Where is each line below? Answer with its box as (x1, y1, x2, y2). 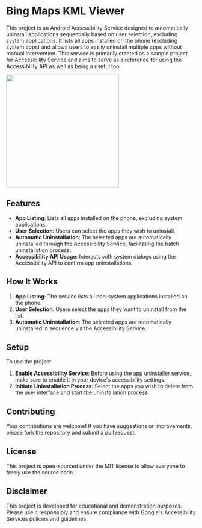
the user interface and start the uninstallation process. (14, 389, 150, 396)
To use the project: (6, 358, 53, 365)
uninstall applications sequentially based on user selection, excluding (6, 30, 178, 37)
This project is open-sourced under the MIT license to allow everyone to (6, 462, 185, 470)
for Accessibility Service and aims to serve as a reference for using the (6, 56, 182, 63)
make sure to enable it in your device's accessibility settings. (14, 376, 166, 383)
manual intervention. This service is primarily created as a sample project (6, 49, 188, 57)
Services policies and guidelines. (6, 515, 88, 522)
